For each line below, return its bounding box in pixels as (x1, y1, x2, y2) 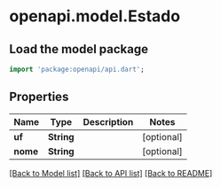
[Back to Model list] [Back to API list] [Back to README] (9, 168, 213, 178)
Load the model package (9, 42, 149, 57)
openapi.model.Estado (9, 6, 180, 27)
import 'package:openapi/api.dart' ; (9, 65, 145, 74)
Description (83, 115, 134, 128)
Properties (9, 90, 69, 105)
